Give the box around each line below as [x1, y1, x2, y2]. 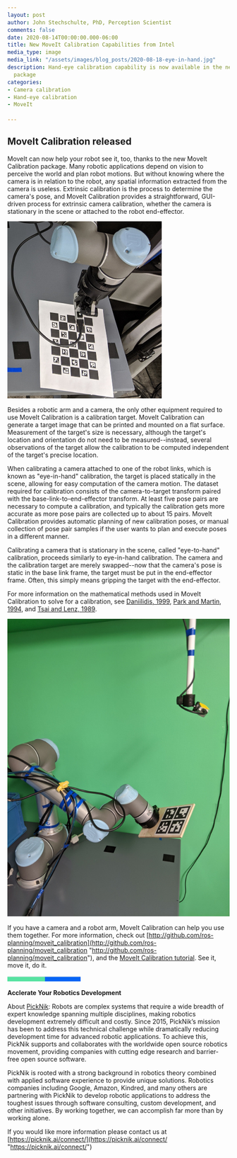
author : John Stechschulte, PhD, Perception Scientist [7, 18, 172, 26]
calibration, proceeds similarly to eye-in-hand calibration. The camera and [7, 553, 224, 562]
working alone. [7, 1113, 51, 1122]
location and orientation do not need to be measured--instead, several [7, 436, 212, 444]
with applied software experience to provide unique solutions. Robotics [7, 1076, 214, 1084]
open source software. [20, 1055, 87, 1063]
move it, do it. [7, 960, 47, 970]
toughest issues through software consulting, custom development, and [7, 1099, 217, 1107]
